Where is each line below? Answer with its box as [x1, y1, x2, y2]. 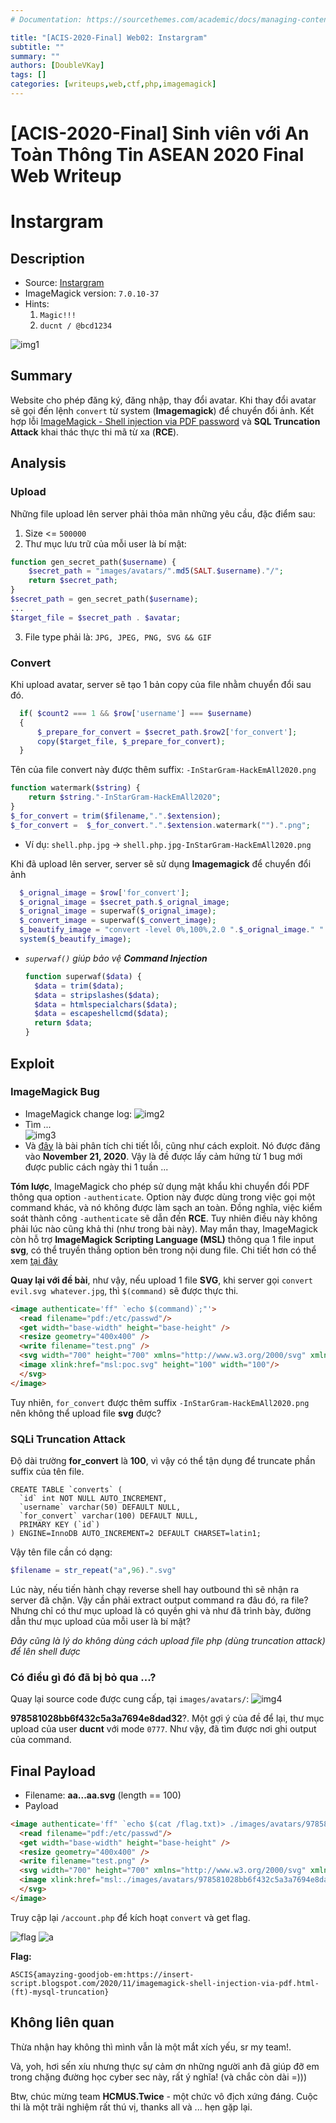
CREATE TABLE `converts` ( [10, 1484, 123, 1495]
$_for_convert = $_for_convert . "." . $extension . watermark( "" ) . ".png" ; [10, 820, 311, 830]
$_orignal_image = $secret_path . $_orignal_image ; [19, 897, 230, 907]
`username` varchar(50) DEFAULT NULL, [19, 1502, 182, 1512]
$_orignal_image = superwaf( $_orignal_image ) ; [19, 906, 217, 916]
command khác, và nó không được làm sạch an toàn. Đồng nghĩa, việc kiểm [10, 1201, 323, 1213]
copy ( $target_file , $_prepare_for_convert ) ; [36, 736, 226, 746]
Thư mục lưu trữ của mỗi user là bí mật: [24, 537, 187, 550]
